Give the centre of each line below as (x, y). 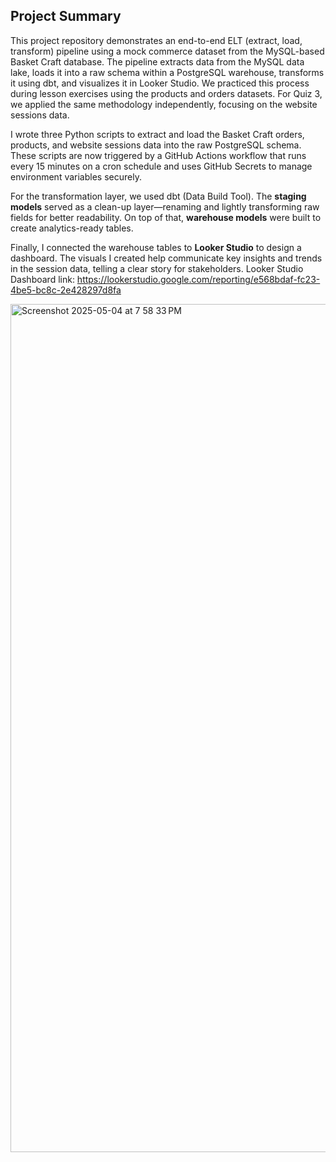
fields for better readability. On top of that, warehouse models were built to (166, 217)
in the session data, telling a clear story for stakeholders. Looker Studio (157, 268)
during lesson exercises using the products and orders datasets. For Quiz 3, (166, 93)
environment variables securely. (76, 176)
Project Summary (66, 16)
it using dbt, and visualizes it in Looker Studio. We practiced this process (160, 83)
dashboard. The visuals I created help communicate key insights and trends (166, 258)
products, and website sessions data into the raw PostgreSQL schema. (156, 145)
